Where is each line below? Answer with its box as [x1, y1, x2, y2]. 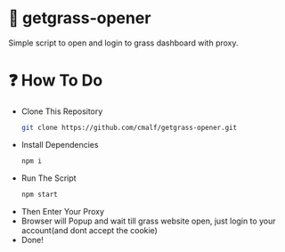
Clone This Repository [20, 106, 103, 117]
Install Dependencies [20, 139, 99, 150]
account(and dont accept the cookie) [20, 224, 158, 235]
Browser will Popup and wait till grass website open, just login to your [20, 215, 277, 226]
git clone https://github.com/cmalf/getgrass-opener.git [20, 123, 238, 132]
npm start [20, 190, 59, 199]
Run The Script [20, 173, 77, 183]
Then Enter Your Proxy [20, 206, 104, 216]
